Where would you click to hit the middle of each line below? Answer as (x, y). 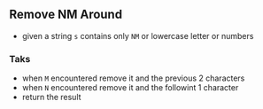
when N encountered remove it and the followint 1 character (130, 88)
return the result (51, 97)
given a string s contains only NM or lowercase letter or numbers (138, 35)
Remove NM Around (66, 15)
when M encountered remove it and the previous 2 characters (133, 78)
